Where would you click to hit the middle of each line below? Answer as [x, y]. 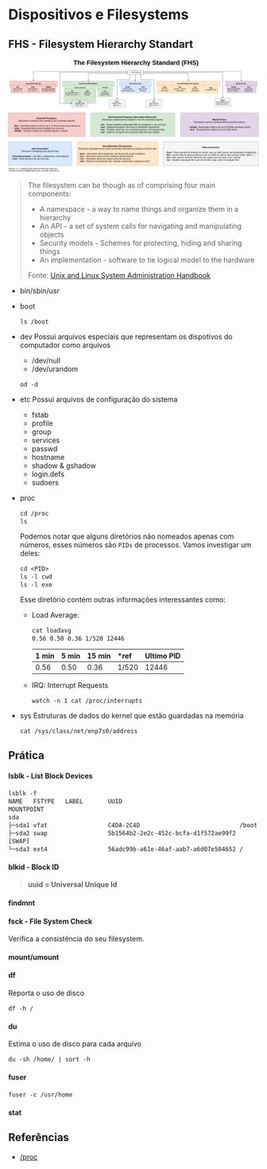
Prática [27, 756]
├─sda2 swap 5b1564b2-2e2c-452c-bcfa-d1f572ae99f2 [122, 834]
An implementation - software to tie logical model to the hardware [147, 260]
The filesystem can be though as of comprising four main [122, 186]
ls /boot [34, 322]
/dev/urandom [55, 369]
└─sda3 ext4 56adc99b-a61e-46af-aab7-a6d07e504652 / [126, 849]
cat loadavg [51, 631]
